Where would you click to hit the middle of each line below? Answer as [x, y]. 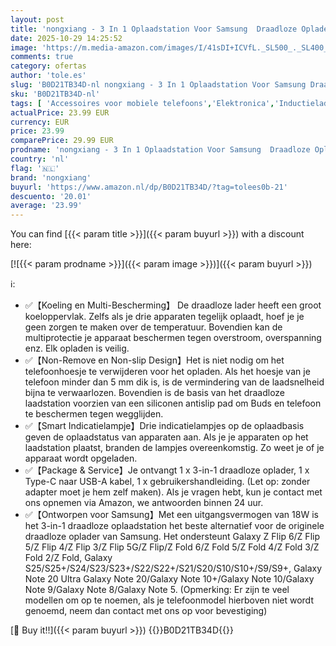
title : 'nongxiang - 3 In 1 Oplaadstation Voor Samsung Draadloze [154, 29]
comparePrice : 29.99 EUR [62, 141]
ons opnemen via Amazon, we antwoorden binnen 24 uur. [144, 503]
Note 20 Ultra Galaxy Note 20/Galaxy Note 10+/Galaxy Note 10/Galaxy [169, 579]
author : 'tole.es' [48, 76]
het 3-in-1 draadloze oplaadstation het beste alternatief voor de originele [174, 526]
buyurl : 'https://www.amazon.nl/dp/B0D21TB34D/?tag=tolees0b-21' [149, 187]
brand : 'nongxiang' [51, 177]
